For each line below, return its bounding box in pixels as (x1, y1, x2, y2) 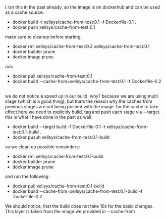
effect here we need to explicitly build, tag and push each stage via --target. (5, 109, 161, 115)
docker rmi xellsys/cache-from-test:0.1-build (12, 153, 104, 159)
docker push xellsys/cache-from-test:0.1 (12, 24, 95, 30)
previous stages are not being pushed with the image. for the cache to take (5, 104, 159, 109)
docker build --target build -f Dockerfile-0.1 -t (12, 124, 106, 130)
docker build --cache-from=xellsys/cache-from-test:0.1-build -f (12, 188, 143, 194)
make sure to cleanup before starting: (5, 34, 82, 40)
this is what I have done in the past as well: (5, 114, 93, 120)
